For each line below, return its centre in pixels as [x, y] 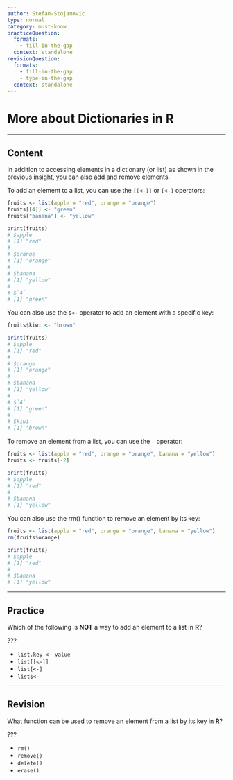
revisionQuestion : [34, 59]
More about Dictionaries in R [90, 119]
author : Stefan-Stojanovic [46, 14]
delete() [30, 763]
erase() [28, 770]
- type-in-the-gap [46, 78]
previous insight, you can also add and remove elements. [89, 177]
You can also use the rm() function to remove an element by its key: [104, 519]
